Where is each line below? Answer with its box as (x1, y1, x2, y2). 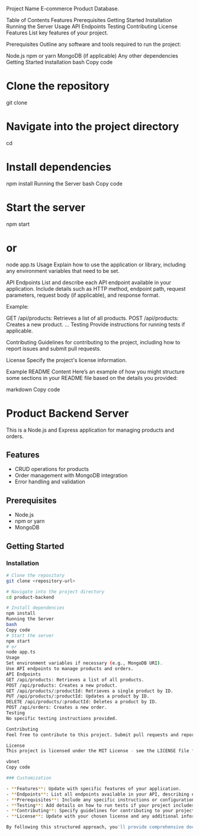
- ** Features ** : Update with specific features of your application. (6, 785, 182, 791)
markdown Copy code (6, 386, 60, 393)
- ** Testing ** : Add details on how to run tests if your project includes (6, 802, 195, 808)
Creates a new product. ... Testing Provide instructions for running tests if (6, 320, 185, 328)
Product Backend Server (6, 407, 129, 420)
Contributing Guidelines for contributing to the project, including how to (6, 338, 181, 345)
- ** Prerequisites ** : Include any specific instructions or (6, 797, 158, 803)
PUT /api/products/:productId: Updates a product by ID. (6, 693, 150, 699)
